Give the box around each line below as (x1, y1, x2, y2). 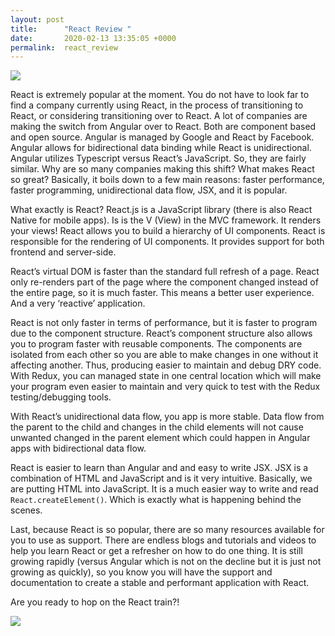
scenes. (10, 504, 43, 516)
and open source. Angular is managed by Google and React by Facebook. (10, 131, 315, 143)
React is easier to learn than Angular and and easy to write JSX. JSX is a (10, 462, 309, 474)
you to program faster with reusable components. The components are (10, 338, 303, 350)
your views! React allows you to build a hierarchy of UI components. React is (10, 225, 326, 237)
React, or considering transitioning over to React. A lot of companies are (10, 110, 308, 122)
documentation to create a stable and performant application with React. (10, 577, 310, 589)
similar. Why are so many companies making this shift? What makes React (10, 163, 315, 175)
